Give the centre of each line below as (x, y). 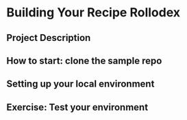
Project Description (49, 38)
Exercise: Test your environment (77, 107)
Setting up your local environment (80, 84)
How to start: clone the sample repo (84, 60)
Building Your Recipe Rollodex (93, 13)
